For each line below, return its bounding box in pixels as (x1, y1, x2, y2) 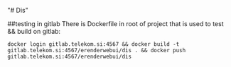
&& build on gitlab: (7, 28, 61, 35)
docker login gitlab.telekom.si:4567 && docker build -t (7, 41, 180, 48)
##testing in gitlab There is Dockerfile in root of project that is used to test (7, 20, 224, 28)
